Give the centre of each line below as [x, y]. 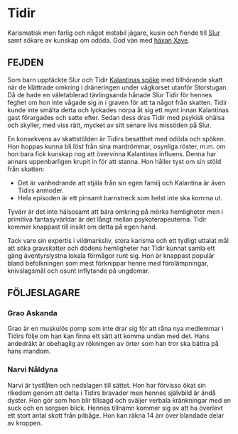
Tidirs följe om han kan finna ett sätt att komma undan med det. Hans [108, 336]
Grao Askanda [33, 313]
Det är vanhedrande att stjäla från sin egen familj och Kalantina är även [121, 183]
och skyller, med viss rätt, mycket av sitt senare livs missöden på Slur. [109, 125]
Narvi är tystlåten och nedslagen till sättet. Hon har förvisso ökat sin [107, 385]
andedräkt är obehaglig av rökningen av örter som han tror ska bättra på [113, 344]
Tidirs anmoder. [40, 190]
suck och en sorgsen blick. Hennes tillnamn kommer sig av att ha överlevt [115, 408]
